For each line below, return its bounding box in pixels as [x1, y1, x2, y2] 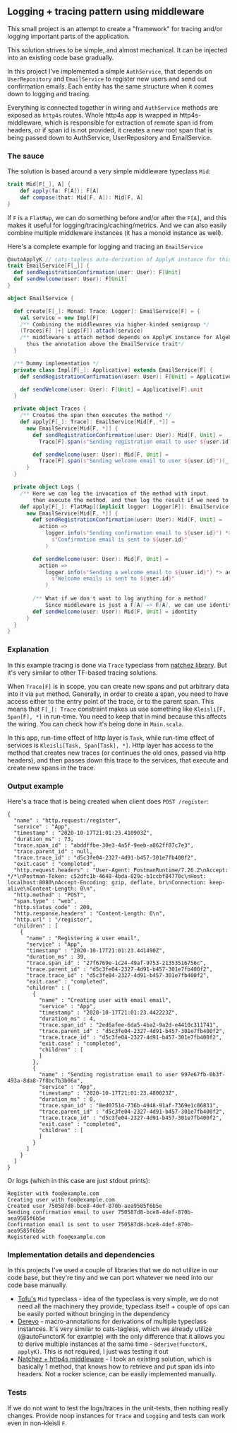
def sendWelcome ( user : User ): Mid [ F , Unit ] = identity [32, 608, 197, 615]
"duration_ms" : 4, [38, 1015, 97, 1022]
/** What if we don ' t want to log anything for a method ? [32, 595, 207, 603]
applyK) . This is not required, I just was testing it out [17, 1347, 169, 1356]
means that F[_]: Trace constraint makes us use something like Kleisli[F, [7, 704, 226, 713]
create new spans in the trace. [7, 763, 96, 772]
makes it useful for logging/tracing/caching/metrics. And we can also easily [7, 221, 227, 229]
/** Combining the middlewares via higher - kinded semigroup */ [20, 321, 210, 328]
